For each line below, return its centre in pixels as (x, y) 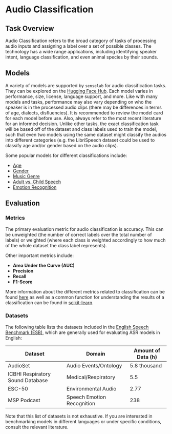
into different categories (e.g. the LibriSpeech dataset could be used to (80, 140)
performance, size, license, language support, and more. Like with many (81, 96)
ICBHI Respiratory (29, 374)
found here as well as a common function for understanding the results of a (85, 297)
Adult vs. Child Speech (37, 182)
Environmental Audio (91, 388)
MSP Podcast (24, 400)
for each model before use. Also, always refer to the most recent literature (83, 118)
